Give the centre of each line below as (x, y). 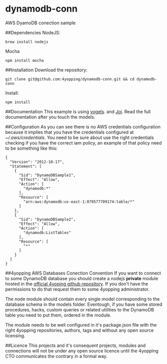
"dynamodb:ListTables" (47, 233)
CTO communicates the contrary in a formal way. (56, 356)
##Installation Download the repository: (46, 70)
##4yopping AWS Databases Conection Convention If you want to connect (83, 273)
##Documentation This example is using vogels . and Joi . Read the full (78, 111)
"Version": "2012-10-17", (37, 162)
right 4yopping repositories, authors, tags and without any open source (79, 330)
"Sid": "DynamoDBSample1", (47, 175)
